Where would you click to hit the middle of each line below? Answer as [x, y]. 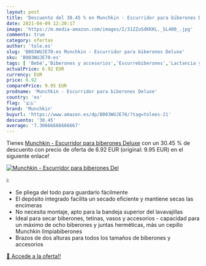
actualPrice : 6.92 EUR [35, 69]
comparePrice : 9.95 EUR [37, 86]
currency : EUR [25, 75]
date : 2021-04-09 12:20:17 [41, 23]
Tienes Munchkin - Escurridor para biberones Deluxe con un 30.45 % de [98, 143]
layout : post [23, 12]
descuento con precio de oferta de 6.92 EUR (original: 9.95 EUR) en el [95, 150]
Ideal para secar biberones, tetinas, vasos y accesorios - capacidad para [107, 218]
